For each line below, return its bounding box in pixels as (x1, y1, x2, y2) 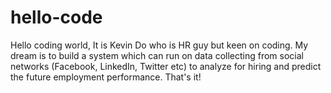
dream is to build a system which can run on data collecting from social (10, 49, 304, 61)
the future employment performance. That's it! (10, 71, 202, 83)
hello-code (10, 6, 103, 29)
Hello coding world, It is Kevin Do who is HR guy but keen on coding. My (10, 39, 309, 51)
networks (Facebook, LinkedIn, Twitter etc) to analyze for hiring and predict (10, 60, 322, 72)
